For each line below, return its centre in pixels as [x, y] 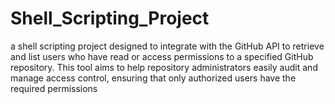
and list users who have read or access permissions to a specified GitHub [162, 56]
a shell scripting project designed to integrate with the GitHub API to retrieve [167, 46]
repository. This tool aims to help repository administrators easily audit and [164, 67]
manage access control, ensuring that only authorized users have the [153, 78]
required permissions [54, 88]
